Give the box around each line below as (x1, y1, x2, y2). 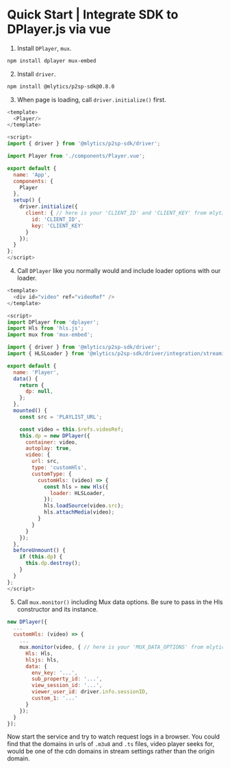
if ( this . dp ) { (19, 553, 63, 560)
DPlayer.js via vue (7, 21, 111, 37)
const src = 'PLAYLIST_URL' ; (19, 413, 103, 420)
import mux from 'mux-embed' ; (7, 331, 94, 339)
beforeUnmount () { (13, 547, 66, 554)
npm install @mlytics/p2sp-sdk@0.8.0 (7, 83, 115, 90)
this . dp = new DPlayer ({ (19, 432, 90, 439)
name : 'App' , (13, 171, 51, 178)
